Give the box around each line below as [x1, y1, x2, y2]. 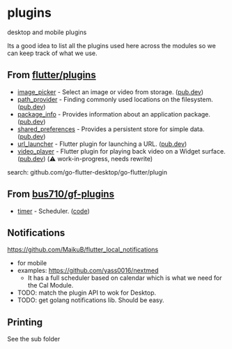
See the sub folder [7, 335, 61, 343]
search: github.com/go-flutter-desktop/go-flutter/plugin [7, 168, 167, 176]
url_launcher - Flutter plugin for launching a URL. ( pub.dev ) [17, 140, 187, 148]
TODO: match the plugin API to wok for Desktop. [17, 288, 157, 297]
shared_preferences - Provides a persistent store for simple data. [17, 124, 205, 133]
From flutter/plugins [7, 69, 96, 81]
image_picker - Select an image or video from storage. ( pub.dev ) [17, 87, 204, 96]
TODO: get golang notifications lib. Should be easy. [17, 296, 165, 304]
